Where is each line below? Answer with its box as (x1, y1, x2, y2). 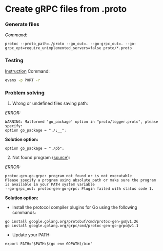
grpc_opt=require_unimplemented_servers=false (5, 46, 102, 51)
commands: (12, 209, 36, 215)
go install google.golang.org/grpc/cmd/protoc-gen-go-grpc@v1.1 (5, 223, 139, 228)
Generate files (5, 21, 40, 28)
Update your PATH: (12, 231, 51, 238)
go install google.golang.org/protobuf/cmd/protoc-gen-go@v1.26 (5, 219, 139, 224)
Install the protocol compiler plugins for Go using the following (12, 204, 138, 210)
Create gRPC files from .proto (5, 3, 127, 15)
